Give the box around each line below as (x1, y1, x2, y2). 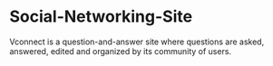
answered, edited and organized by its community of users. (9, 45, 232, 56)
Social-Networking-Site (9, 6, 193, 27)
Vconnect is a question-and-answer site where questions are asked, (9, 36, 265, 47)
